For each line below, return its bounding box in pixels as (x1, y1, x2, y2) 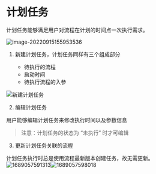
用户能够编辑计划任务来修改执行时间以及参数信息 (6, 116, 127, 123)
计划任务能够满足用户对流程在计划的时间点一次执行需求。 (6, 26, 148, 33)
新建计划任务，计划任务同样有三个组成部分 (14, 50, 121, 57)
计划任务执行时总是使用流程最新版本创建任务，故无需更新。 (6, 154, 154, 161)
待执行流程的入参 (23, 78, 67, 86)
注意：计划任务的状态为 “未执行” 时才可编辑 (20, 129, 129, 136)
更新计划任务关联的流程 (14, 142, 73, 149)
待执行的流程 (23, 63, 56, 71)
